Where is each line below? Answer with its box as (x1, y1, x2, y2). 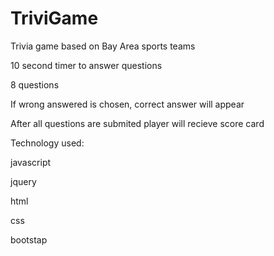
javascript (10, 156, 52, 168)
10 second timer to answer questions (10, 59, 163, 71)
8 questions (10, 78, 60, 91)
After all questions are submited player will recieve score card (10, 117, 265, 129)
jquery (10, 175, 37, 187)
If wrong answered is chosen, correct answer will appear (10, 98, 245, 110)
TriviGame (10, 7, 99, 30)
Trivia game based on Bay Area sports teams (10, 40, 196, 52)
